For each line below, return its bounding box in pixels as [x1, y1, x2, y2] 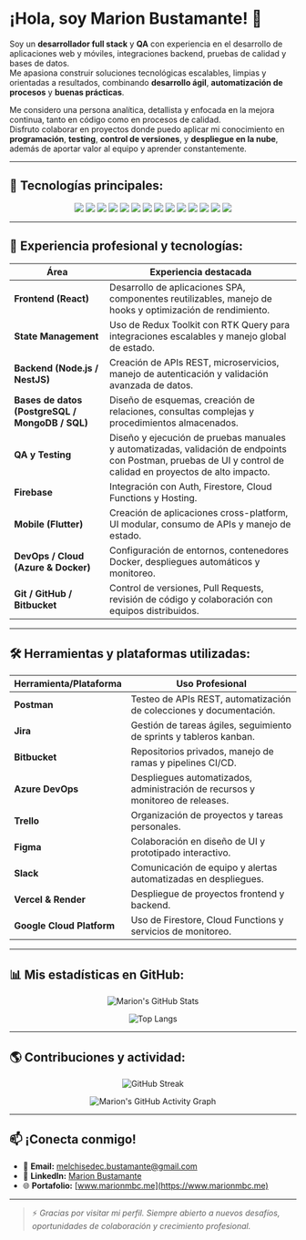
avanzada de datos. [108, 378, 194, 391]
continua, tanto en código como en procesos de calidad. [9, 114, 221, 125]
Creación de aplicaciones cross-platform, [108, 506, 289, 518]
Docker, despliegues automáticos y [108, 555, 260, 568]
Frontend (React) [14, 292, 89, 304]
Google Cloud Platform [14, 919, 116, 932]
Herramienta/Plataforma [14, 678, 123, 691]
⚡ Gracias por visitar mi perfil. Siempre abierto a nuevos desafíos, [31, 1207, 280, 1218]
